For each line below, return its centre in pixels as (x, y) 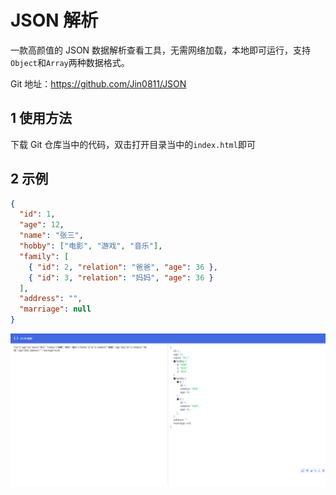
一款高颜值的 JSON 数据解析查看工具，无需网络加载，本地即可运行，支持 (161, 50)
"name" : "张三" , (51, 236)
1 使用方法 (41, 118)
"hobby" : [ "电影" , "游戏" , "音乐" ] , (91, 246)
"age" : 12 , (42, 225)
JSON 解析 (54, 20)
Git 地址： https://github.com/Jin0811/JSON (98, 83)
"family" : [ (44, 256)
